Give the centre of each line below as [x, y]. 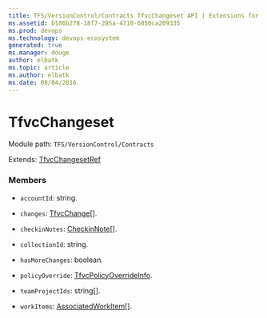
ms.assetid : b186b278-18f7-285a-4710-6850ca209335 [94, 23]
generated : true [35, 46]
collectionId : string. [54, 244]
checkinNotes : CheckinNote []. [68, 229]
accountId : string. [48, 197]
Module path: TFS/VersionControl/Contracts [81, 144]
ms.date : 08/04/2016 [43, 82]
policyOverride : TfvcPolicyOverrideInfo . [86, 275]
